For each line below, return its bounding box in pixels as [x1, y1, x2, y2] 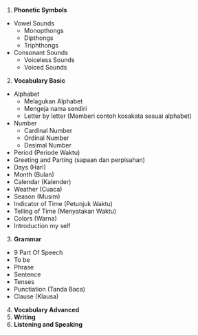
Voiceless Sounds [23, 56, 75, 64]
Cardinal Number [23, 127, 73, 134]
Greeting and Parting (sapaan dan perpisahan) [13, 156, 146, 164]
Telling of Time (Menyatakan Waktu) [13, 207, 117, 215]
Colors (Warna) [13, 214, 57, 223]
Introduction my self [13, 222, 71, 230]
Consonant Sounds [13, 48, 69, 57]
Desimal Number [23, 141, 72, 149]
